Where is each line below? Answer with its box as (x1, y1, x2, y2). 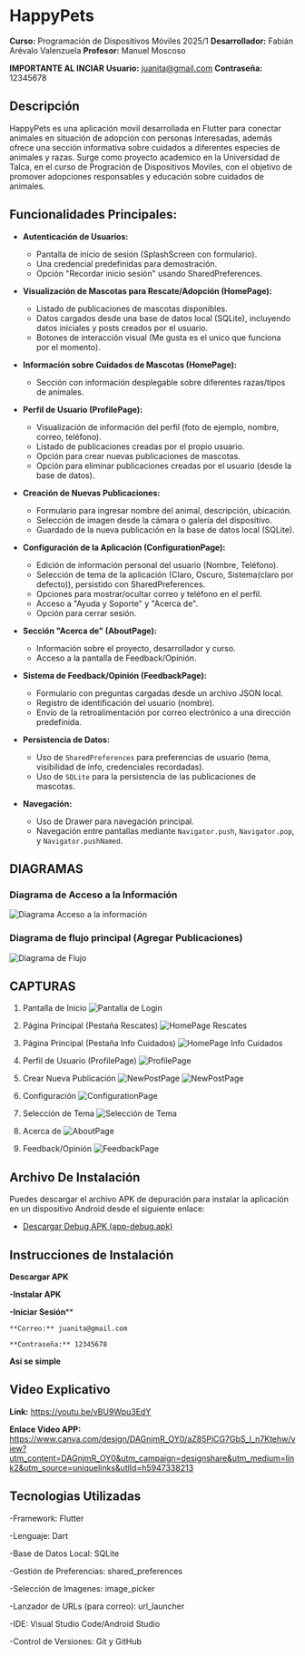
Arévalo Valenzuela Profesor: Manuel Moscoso (9, 44, 186, 55)
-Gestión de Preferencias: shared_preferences (9, 1565, 183, 1576)
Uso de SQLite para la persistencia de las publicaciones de (35, 770, 257, 781)
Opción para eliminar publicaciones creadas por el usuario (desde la (35, 460, 292, 471)
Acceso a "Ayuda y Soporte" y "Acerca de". (35, 598, 199, 609)
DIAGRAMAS (9, 861, 84, 877)
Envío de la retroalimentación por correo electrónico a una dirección (35, 707, 291, 718)
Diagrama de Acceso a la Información (9, 888, 178, 901)
